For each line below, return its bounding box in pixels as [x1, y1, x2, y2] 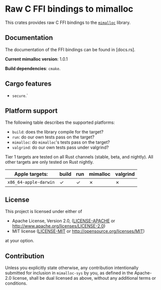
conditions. [5, 280, 28, 286]
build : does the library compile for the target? [12, 129, 104, 135]
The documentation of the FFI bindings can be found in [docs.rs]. [5, 46, 136, 52]
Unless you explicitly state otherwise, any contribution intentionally [5, 265, 139, 271]
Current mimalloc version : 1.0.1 [5, 56, 68, 62]
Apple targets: [14, 171, 48, 177]
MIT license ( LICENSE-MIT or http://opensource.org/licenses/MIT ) [12, 228, 145, 234]
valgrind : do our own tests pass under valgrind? [12, 145, 109, 151]
